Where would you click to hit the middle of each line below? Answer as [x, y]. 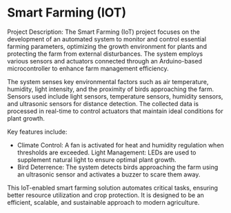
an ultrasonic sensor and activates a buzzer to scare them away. [109, 174]
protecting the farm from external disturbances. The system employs [105, 54]
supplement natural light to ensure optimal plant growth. [97, 159]
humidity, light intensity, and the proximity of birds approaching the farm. [111, 89]
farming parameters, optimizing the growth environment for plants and [107, 46]
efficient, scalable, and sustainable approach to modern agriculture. [103, 202]
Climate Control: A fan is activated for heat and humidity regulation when [120, 145]
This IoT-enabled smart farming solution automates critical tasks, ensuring [113, 187]
